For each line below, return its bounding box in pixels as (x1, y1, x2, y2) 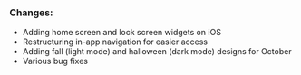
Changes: (9, 6, 53, 19)
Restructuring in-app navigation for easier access (22, 36, 209, 47)
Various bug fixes (22, 56, 89, 67)
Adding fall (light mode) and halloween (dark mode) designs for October (22, 46, 292, 57)
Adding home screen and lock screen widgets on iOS (22, 27, 222, 38)
